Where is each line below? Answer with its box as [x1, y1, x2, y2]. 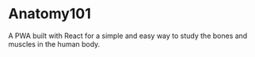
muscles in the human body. [8, 39, 101, 48]
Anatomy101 [8, 5, 91, 23]
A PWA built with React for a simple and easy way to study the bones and [8, 31, 248, 40]
